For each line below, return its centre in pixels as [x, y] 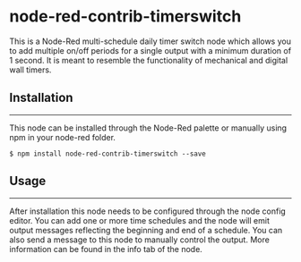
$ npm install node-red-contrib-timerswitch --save [107, 154]
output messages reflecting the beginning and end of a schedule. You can [146, 230]
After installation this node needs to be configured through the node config [148, 211]
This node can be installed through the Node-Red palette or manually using [148, 128]
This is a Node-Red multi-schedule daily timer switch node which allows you [150, 41]
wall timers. [30, 70]
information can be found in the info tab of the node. [106, 249]
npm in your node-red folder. [63, 137]
